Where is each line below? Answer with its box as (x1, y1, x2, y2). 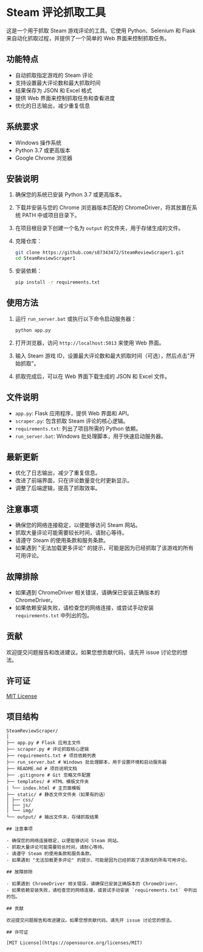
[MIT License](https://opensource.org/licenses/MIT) (6, 940, 143, 946)
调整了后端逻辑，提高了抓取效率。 (15, 484, 101, 492)
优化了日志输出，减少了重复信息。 (15, 469, 101, 476)
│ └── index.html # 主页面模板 (6, 785, 81, 792)
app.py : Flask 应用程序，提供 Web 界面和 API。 (15, 409, 132, 417)
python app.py (15, 327, 51, 333)
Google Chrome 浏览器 (15, 154, 73, 162)
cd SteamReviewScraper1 (15, 256, 76, 262)
